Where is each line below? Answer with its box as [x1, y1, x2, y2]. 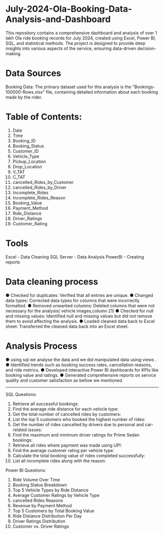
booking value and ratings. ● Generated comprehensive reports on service [5, 372, 156, 378]
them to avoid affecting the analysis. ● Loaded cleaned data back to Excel [5, 318, 155, 324]
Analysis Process [5, 340, 77, 352]
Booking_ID [12, 138, 36, 143]
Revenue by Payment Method [12, 502, 72, 508]
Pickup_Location [12, 158, 46, 164]
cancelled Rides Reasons [12, 497, 63, 503]
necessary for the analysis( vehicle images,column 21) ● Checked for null [5, 308, 154, 314]
